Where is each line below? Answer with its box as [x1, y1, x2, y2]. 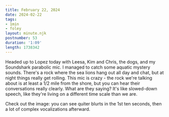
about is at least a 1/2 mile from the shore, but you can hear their [5, 80, 141, 86]
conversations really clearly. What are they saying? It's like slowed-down [5, 85, 157, 91]
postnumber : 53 [5, 36, 38, 41]
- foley [5, 26, 22, 31]
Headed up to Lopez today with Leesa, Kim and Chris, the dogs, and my [5, 58, 156, 65]
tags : [5, 17, 17, 22]
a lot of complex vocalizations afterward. [5, 106, 90, 112]
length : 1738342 [5, 45, 40, 50]
